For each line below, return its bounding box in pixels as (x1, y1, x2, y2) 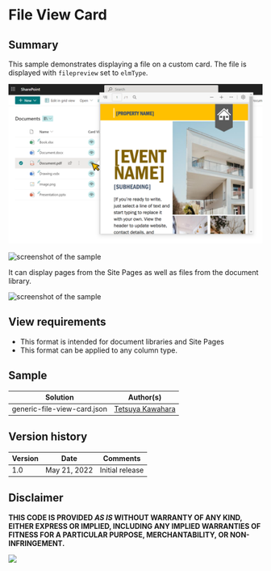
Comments (102, 454, 141, 463)
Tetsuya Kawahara (114, 404, 176, 414)
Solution (45, 392, 74, 402)
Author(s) (127, 392, 162, 402)
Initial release (99, 465, 144, 475)
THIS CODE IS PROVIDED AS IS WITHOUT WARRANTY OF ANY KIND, (8, 512, 243, 522)
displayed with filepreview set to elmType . (8, 68, 148, 78)
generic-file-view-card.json (11, 404, 107, 414)
